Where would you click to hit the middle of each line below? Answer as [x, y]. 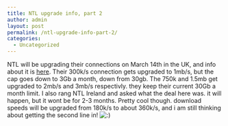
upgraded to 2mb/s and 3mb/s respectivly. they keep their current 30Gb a [112, 86]
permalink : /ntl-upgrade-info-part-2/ [62, 32]
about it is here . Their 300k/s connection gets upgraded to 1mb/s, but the [111, 72]
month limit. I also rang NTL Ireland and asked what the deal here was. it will [114, 93]
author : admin [27, 20]
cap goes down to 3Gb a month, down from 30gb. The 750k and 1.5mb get [112, 79]
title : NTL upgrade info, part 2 [55, 13]
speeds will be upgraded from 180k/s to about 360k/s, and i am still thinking [114, 108]
